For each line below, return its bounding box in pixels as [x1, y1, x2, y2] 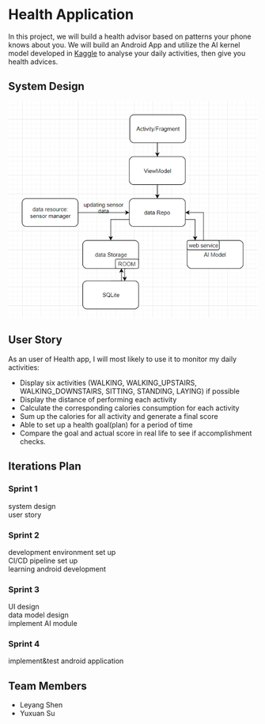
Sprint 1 [8, 484, 38, 495]
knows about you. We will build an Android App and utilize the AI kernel [8, 40, 240, 49]
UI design [8, 602, 40, 612]
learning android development [8, 564, 107, 574]
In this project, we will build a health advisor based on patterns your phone [8, 32, 252, 41]
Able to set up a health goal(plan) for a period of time [19, 420, 193, 429]
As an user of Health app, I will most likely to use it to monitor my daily [8, 354, 237, 364]
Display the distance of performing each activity [19, 394, 177, 404]
